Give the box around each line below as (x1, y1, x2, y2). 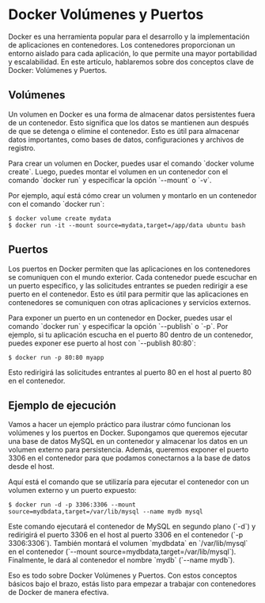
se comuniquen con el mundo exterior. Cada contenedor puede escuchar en (8, 272, 257, 282)
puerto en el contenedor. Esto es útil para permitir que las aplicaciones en (8, 289, 249, 299)
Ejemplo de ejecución (8, 399, 116, 412)
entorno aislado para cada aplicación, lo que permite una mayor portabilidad (8, 48, 257, 58)
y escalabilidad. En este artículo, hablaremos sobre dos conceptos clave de (8, 57, 255, 67)
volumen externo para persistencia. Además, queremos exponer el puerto (8, 445, 249, 455)
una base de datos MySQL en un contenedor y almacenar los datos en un (8, 437, 248, 446)
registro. (8, 143, 36, 152)
